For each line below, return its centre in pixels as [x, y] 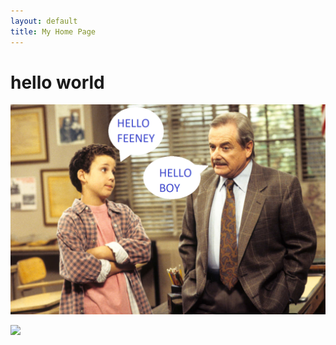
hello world [57, 82]
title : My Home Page [53, 31]
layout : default [44, 21]
